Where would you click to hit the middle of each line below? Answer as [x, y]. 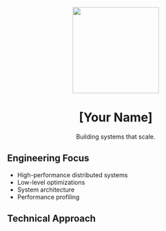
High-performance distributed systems [72, 174]
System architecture [46, 190]
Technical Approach [52, 219]
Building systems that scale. [116, 137]
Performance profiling [48, 197]
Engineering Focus [48, 158]
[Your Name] [116, 118]
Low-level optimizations [51, 182]
